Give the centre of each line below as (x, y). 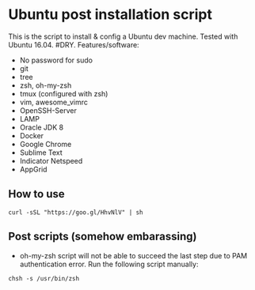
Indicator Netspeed (51, 160)
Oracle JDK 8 (42, 127)
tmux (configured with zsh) (64, 93)
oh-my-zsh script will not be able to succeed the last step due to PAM (133, 255)
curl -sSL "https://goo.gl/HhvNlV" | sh (76, 212)
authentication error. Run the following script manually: (109, 264)
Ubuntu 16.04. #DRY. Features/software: (74, 44)
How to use (36, 194)
